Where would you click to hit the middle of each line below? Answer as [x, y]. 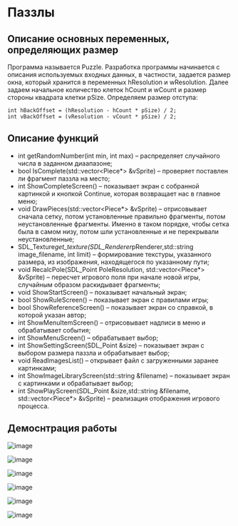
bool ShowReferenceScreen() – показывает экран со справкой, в [115, 307]
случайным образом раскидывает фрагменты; [89, 284]
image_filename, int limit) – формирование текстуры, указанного [114, 254]
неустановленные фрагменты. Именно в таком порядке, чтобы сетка [123, 224]
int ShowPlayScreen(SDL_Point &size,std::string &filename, [104, 390]
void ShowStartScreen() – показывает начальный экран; [102, 292]
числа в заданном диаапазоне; [65, 163]
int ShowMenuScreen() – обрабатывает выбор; [88, 338]
